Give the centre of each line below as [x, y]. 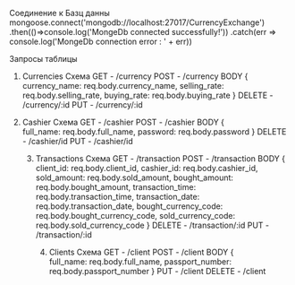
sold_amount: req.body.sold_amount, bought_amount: [135, 177]
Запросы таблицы [43, 59]
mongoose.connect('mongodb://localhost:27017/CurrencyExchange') [137, 22]
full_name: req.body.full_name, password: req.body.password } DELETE [154, 132]
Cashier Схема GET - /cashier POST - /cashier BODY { [123, 122]
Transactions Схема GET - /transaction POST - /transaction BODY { [160, 159]
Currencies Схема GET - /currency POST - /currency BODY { [135, 76]
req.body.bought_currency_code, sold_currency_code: [135, 216]
